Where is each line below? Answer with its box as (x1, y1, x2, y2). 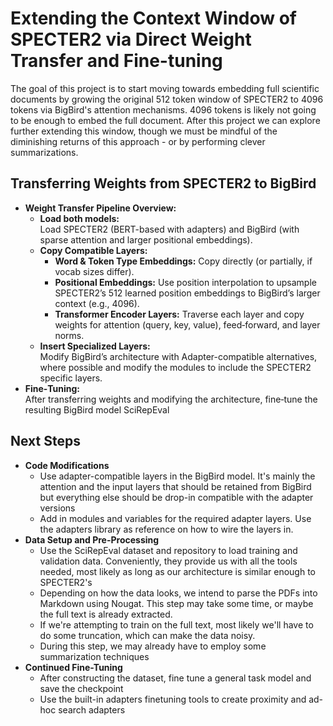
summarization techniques (39, 650, 150, 662)
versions (39, 502, 76, 514)
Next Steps (10, 433, 81, 450)
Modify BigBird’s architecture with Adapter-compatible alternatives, (39, 350, 318, 362)
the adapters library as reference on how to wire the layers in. (39, 523, 294, 535)
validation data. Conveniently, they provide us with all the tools (39, 555, 298, 567)
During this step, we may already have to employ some (39, 640, 267, 652)
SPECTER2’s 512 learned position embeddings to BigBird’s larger (54, 287, 321, 299)
